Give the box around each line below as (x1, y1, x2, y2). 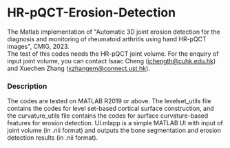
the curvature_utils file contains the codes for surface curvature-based (7, 112, 209, 120)
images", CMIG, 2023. (7, 42, 70, 50)
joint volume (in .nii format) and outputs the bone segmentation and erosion (7, 126, 222, 135)
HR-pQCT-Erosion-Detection (7, 5, 176, 21)
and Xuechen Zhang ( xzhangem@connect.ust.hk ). (7, 64, 150, 72)
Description (7, 81, 48, 91)
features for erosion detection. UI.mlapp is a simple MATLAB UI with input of (7, 119, 224, 127)
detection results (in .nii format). (7, 134, 98, 142)
